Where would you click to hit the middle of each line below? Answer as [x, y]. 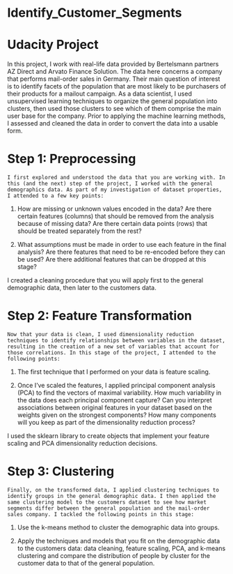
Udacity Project [53, 45]
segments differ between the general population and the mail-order [109, 508]
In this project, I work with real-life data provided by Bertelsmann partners [113, 64]
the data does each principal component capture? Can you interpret [114, 400]
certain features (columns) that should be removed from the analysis [115, 216]
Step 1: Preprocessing [72, 159]
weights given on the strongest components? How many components [117, 415]
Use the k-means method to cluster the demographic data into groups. [118, 527]
